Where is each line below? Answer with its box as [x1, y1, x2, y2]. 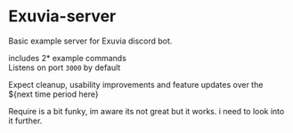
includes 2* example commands [8, 52, 126, 63]
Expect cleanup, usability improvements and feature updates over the [8, 79, 264, 90]
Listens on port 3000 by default [8, 62, 121, 73]
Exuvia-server [8, 6, 117, 27]
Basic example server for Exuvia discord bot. [8, 35, 173, 46]
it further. [8, 115, 43, 126]
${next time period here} [8, 89, 99, 99]
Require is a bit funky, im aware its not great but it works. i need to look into [8, 106, 285, 116]
